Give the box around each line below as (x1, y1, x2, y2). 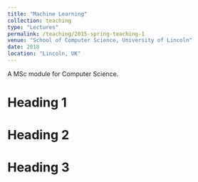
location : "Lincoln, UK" (7, 50, 81, 58)
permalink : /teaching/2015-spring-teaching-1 (7, 30, 145, 38)
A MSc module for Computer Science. (7, 69, 119, 78)
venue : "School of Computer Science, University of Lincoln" (7, 37, 193, 44)
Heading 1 (7, 95, 68, 111)
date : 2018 (7, 43, 40, 50)
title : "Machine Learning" (7, 10, 88, 18)
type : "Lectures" (7, 23, 59, 31)
